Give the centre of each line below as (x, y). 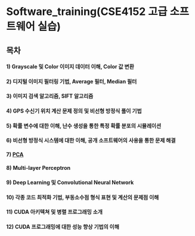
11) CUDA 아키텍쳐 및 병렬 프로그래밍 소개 (55, 212)
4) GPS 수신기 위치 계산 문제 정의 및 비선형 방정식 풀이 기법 (74, 111)
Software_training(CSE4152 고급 (87, 12)
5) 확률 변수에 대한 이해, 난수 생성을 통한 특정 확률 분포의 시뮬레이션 (84, 126)
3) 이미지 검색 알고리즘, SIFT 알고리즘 (50, 96)
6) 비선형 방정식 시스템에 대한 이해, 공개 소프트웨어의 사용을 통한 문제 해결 (91, 141)
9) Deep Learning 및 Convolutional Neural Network (70, 182)
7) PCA (15, 154)
